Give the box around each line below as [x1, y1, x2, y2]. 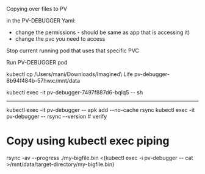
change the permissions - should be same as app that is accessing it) [15, 29, 190, 36]
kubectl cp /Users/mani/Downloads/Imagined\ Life [6, 71, 133, 78]
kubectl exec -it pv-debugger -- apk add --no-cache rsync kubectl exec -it [6, 106, 195, 113]
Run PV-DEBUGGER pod [6, 59, 68, 66]
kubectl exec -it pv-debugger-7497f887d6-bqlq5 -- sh [6, 89, 143, 96]
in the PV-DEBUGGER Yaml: [6, 17, 76, 24]
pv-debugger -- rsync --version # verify [6, 113, 107, 120]
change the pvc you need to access [15, 35, 106, 42]
